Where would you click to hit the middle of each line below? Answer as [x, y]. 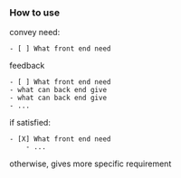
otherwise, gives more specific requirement [90, 164]
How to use [35, 13]
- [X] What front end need [60, 139]
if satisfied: [30, 123]
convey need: [35, 33]
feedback [27, 66]
